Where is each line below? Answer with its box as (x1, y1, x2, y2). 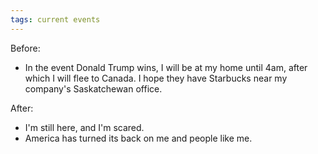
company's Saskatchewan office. (24, 82, 163, 95)
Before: (10, 42, 41, 54)
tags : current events (10, 14, 101, 25)
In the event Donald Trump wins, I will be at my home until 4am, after (24, 61, 308, 73)
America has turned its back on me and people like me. (24, 132, 253, 144)
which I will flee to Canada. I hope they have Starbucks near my (24, 72, 288, 84)
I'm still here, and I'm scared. (24, 121, 145, 133)
